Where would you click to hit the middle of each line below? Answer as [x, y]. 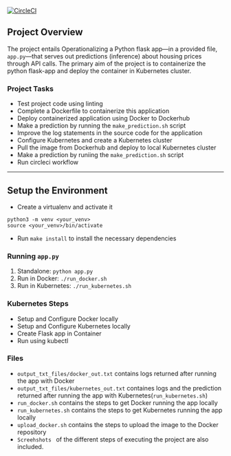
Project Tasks [30, 88]
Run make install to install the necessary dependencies [97, 238]
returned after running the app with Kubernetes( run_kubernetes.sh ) [112, 395]
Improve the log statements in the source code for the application [110, 133]
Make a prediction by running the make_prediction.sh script [101, 126]
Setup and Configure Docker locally [68, 319]
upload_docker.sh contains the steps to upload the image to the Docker [118, 424]
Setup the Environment [57, 190]
